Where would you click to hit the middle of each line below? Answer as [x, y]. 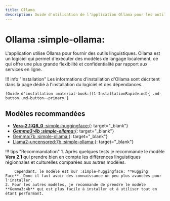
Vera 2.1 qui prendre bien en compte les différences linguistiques [73, 157]
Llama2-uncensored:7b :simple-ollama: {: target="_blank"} [73, 142]
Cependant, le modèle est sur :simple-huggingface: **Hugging [81, 172]
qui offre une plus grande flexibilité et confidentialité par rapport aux [76, 64]
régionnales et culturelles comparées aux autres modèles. [66, 162]
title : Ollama [20, 10]
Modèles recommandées [45, 114]
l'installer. [19, 180]
